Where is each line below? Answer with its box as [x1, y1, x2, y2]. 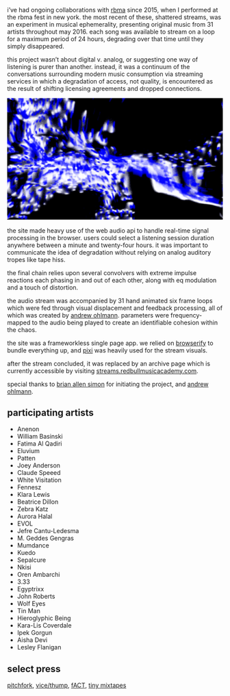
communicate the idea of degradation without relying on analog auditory [7, 248, 212, 256]
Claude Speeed [16, 469, 61, 477]
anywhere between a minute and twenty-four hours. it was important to [7, 241, 209, 249]
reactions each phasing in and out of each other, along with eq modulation [7, 276, 217, 284]
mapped [7, 318, 31, 326]
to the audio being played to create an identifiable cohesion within [31, 318, 218, 326]
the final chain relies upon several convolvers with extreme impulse [7, 268, 197, 276]
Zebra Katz [16, 505, 49, 513]
